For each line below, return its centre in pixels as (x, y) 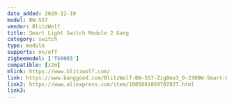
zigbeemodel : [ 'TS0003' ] (43, 59)
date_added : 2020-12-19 (42, 13)
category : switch (32, 39)
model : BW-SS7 (28, 20)
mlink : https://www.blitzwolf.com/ (59, 71)
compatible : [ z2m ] (34, 65)
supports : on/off (32, 52)
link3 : (17, 90)
